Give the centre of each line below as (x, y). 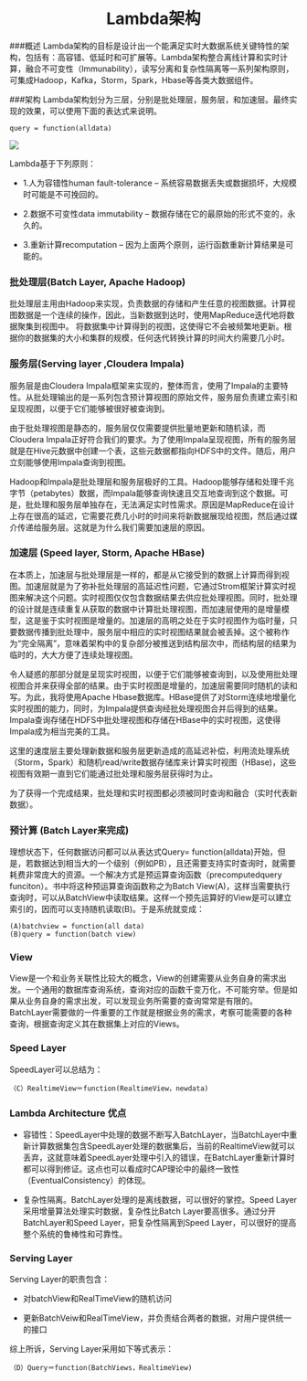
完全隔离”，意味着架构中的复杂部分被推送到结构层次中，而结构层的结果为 (159, 643)
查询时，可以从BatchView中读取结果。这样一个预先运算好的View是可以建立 (151, 898)
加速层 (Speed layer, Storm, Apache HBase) (107, 553)
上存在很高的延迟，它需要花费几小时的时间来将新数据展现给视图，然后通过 (149, 515)
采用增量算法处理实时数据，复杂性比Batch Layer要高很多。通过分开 (149, 1211)
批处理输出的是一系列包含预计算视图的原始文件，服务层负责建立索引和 (165, 397)
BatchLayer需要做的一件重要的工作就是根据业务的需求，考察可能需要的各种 (151, 1013)
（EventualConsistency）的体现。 (86, 1181)
